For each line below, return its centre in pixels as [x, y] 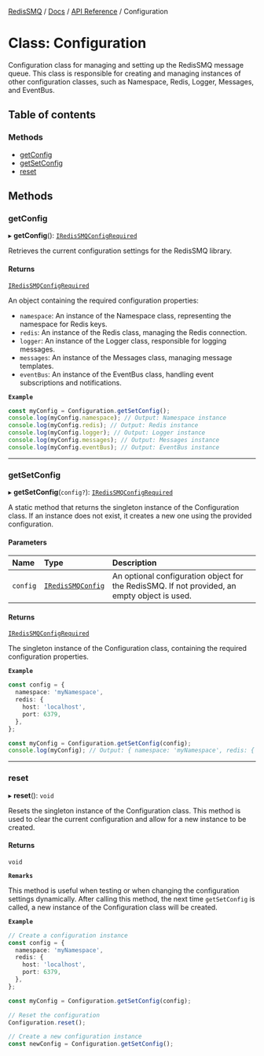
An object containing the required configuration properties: [103, 300]
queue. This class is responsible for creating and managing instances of [125, 73]
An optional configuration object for [178, 576]
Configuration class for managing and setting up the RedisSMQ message [126, 65]
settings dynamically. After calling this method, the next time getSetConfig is [132, 898]
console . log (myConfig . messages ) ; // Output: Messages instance [114, 441]
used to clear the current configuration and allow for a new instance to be [127, 819]
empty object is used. [152, 596]
